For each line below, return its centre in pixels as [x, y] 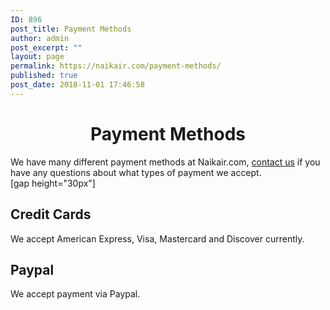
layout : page [37, 57]
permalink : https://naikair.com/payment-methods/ [116, 66]
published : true [44, 76]
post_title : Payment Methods [71, 29]
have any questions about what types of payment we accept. [136, 172]
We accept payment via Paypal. [75, 294]
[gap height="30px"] [53, 183]
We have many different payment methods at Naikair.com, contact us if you [165, 162]
